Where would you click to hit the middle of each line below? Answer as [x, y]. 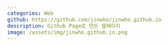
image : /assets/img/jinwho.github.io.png [67, 32]
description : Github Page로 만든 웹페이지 [64, 26]
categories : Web [30, 13]
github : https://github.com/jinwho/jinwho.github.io [84, 20]
